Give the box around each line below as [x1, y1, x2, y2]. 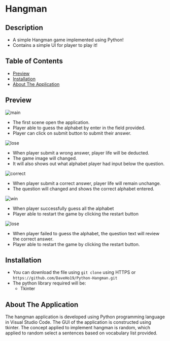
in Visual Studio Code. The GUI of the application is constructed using [5, 319, 151, 325]
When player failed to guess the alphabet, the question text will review [12, 230, 160, 236]
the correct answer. [12, 236, 54, 242]
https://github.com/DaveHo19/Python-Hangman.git [12, 275, 118, 281]
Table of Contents [5, 57, 63, 66]
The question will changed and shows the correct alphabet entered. [12, 185, 155, 192]
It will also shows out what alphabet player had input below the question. [12, 161, 165, 167]
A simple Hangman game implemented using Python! [12, 37, 124, 43]
